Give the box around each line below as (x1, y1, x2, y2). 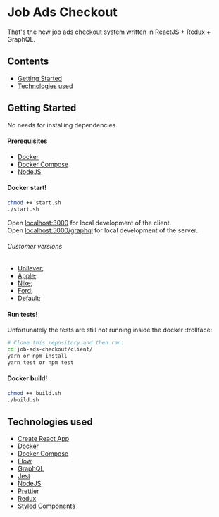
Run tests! (7, 310, 38, 318)
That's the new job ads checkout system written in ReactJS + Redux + (7, 27, 211, 36)
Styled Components (17, 502, 76, 511)
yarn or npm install (7, 352, 68, 359)
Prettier (17, 487, 39, 495)
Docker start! (7, 184, 47, 192)
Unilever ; (17, 263, 44, 272)
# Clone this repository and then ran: (7, 340, 125, 347)
